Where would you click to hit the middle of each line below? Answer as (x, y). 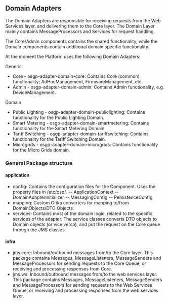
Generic (13, 66)
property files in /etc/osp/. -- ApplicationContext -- (66, 192)
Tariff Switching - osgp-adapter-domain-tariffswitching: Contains (80, 134)
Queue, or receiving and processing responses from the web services (85, 291)
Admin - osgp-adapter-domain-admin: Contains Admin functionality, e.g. (88, 87)
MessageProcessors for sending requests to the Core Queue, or (79, 263)
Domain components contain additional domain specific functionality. (77, 47)
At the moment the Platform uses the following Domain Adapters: (73, 56)
